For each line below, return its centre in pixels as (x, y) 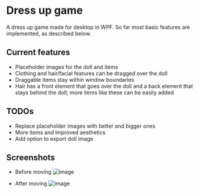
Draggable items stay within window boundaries (75, 79)
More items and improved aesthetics (60, 132)
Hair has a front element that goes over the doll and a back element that (104, 86)
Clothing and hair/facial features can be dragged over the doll (91, 73)
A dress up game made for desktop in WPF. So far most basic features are (98, 27)
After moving (31, 183)
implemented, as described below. (49, 33)
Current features (38, 53)
